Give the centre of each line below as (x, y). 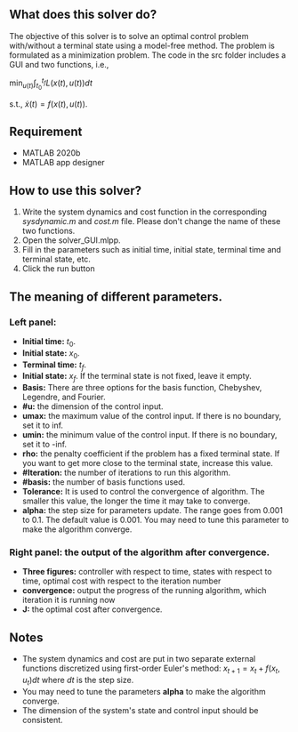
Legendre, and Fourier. (64, 397)
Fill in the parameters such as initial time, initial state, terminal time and (152, 250)
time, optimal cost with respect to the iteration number (121, 581)
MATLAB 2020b (51, 153)
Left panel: (33, 322)
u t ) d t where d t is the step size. (78, 681)
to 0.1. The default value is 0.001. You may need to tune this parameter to (155, 520)
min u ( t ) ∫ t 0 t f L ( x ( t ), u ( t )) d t (51, 84)
